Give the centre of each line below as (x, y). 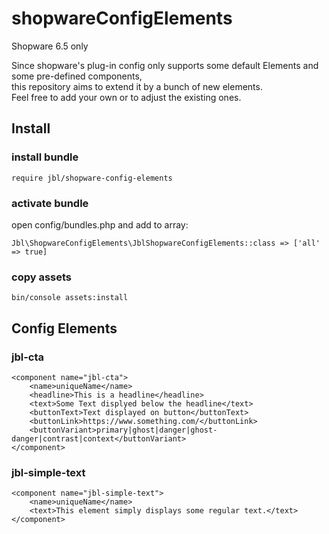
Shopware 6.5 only (50, 46)
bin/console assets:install (70, 298)
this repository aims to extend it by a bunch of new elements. (137, 86)
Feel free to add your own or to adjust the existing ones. (126, 97)
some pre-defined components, (77, 76)
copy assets (41, 277)
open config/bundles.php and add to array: (100, 224)
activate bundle (50, 203)
